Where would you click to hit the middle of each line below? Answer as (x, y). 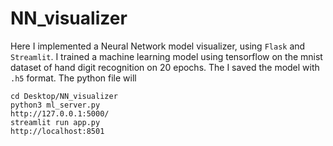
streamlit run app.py (55, 122)
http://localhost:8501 (57, 131)
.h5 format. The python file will (73, 78)
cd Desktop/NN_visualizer (64, 96)
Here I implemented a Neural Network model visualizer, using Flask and (158, 46)
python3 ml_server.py (55, 105)
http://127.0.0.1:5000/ (60, 113)
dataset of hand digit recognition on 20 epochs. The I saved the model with (165, 67)
